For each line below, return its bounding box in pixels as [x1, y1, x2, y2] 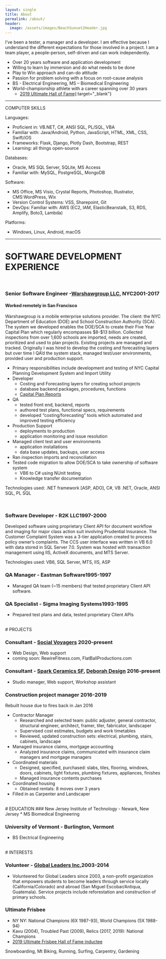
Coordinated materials [12, 759, 58, 765]
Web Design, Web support [12, 650, 66, 656]
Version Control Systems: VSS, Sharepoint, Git [12, 199, 107, 205]
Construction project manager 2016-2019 [5, 691, 107, 698]
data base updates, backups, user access [19, 449, 105, 455]
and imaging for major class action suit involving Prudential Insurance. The [5, 529, 157, 535]
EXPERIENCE [5, 262, 60, 273]
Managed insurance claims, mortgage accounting [12, 743, 114, 749]
